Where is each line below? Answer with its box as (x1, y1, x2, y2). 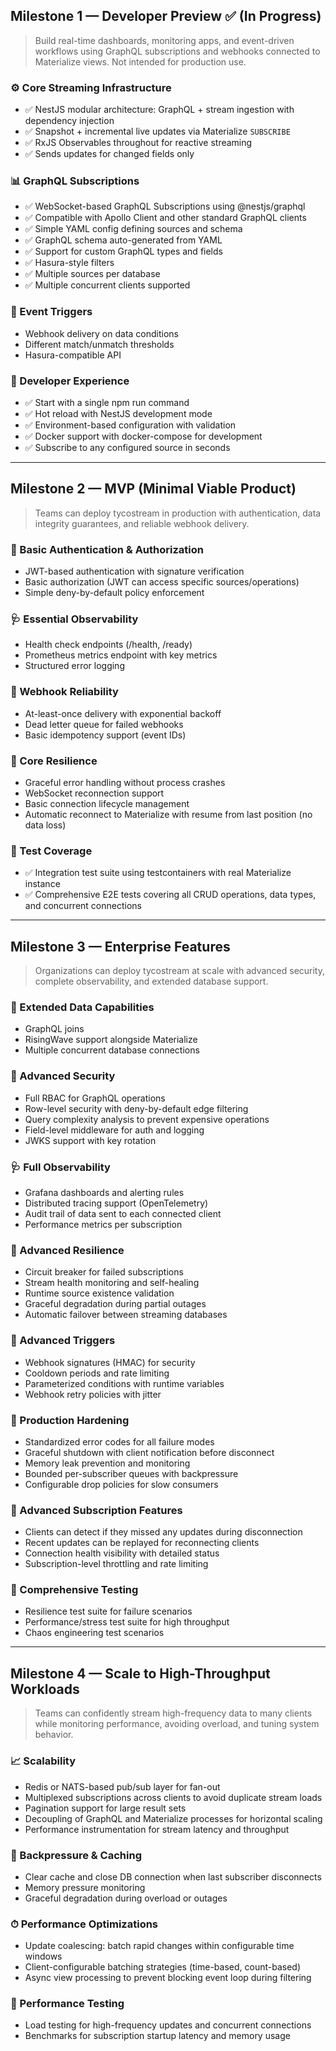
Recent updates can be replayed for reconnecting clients (24, 1537, 260, 1549)
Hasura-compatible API (24, 349, 122, 361)
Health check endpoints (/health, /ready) (24, 639, 193, 651)
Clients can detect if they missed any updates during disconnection (24, 1526, 303, 1538)
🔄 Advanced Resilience (10, 1243, 125, 1257)
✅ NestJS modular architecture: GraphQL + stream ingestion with (24, 104, 295, 116)
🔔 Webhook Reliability (10, 685, 119, 699)
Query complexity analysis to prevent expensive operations (24, 1113, 270, 1125)
